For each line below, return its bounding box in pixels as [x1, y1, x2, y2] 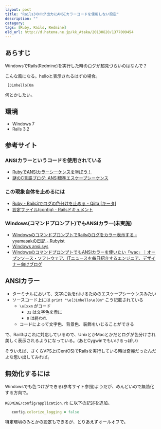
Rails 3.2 [12, 126, 30, 132]
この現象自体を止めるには [5, 188, 65, 195]
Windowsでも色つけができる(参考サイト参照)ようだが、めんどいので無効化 [5, 383, 155, 389]
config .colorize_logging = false [11, 410, 79, 414]
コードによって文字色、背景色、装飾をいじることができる [19, 321, 135, 327]
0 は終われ [26, 315, 47, 321]
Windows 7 [12, 121, 35, 126]
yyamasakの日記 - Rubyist [12, 238, 65, 244]
